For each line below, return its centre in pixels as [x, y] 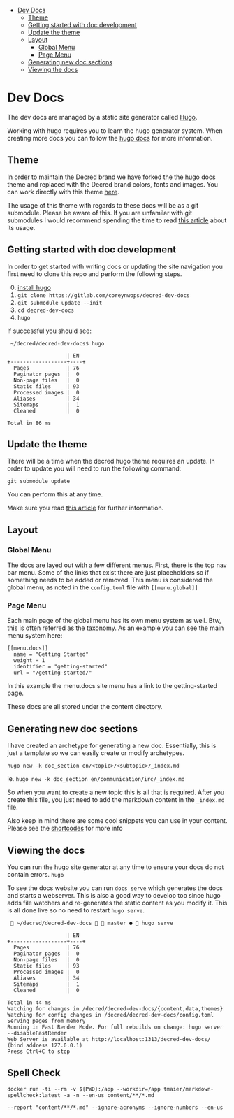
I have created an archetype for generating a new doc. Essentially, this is [112, 746]
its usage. [21, 227]
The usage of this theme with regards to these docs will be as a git [103, 205]
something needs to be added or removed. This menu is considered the [110, 580]
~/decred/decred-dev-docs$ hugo [57, 343]
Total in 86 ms [29, 423]
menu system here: [35, 636]
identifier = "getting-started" [61, 667]
